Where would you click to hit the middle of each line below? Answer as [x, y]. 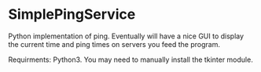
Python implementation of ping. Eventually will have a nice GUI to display [126, 36]
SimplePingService [72, 14]
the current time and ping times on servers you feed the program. [114, 44]
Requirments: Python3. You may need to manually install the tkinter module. [130, 59]
